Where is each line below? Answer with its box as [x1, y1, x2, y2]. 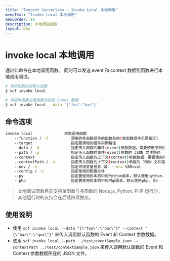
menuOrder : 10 [5, 17, 35, 22]
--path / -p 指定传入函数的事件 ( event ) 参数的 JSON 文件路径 [14, 150, 161, 155]
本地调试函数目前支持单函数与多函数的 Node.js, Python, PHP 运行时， [17, 188, 163, 194]
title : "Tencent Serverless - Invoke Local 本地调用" [5, 7, 118, 13]
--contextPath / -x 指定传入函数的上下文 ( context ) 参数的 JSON [14, 159, 152, 164]
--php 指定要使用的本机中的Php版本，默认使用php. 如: [14, 178, 159, 184]
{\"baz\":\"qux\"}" [12, 232, 54, 237]
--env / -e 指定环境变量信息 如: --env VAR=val [14, 164, 142, 169]
